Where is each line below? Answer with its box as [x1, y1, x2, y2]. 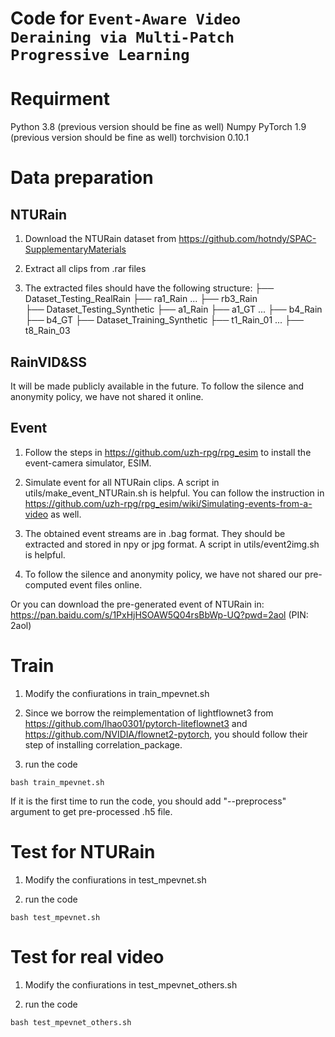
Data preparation [10, 167, 154, 189]
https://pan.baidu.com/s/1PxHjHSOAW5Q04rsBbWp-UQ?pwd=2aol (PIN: [10, 608, 309, 621]
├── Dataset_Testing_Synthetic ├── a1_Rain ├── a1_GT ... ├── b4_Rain [24, 303, 323, 316]
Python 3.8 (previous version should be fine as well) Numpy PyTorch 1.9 [10, 121, 307, 133]
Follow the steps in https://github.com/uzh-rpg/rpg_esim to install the [24, 446, 312, 458]
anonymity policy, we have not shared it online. [10, 390, 204, 402]
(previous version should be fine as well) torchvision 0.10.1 [10, 132, 250, 144]
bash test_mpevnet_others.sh [10, 1017, 132, 1027]
